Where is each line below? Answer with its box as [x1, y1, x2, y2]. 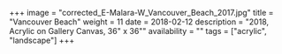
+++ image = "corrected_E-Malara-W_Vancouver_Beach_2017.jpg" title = [9, 8, 274, 17]
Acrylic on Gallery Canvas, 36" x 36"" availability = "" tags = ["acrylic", [9, 26, 267, 36]
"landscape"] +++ [9, 35, 75, 45]
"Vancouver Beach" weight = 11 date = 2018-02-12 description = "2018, [9, 17, 270, 27]
